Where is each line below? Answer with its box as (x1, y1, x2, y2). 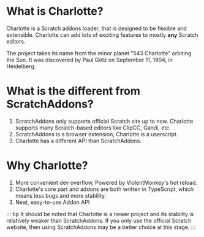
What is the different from (6, 84, 141, 98)
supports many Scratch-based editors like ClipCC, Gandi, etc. (15, 124, 172, 131)
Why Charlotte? (6, 158, 88, 173)
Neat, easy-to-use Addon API (15, 198, 90, 206)
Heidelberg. (6, 63, 36, 70)
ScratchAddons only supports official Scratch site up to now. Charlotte (15, 117, 194, 125)
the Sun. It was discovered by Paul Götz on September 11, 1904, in (6, 56, 173, 63)
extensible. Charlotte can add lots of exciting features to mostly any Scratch (6, 31, 198, 38)
